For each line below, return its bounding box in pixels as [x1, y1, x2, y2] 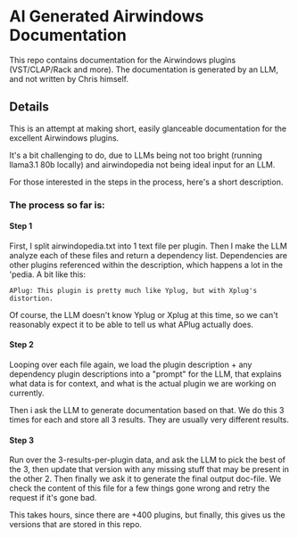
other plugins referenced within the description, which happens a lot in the [9, 259, 284, 270]
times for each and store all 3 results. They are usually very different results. [9, 414, 290, 425]
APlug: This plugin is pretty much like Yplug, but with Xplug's [9, 286, 257, 295]
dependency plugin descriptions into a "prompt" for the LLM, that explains [9, 369, 283, 379]
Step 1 [9, 221, 33, 232]
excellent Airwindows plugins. [9, 132, 120, 143]
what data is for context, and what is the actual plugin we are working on [9, 379, 277, 389]
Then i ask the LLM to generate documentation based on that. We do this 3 [9, 405, 285, 416]
